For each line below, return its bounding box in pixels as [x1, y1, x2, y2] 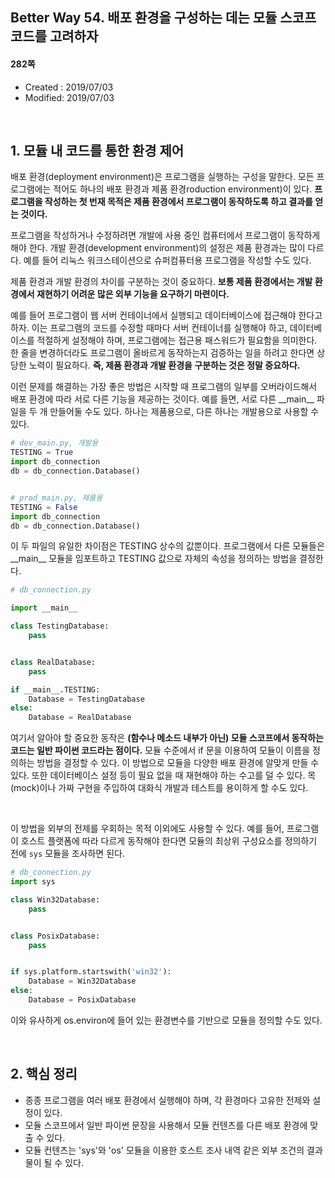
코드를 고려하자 [10, 28, 99, 45]
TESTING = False [10, 502, 78, 512]
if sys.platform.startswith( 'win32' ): [10, 967, 172, 977]
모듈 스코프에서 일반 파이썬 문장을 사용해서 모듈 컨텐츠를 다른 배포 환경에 [24, 1119, 308, 1131]
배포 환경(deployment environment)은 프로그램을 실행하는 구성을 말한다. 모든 [10, 171, 315, 183]
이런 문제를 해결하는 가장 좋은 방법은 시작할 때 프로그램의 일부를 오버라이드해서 [10, 381, 318, 393]
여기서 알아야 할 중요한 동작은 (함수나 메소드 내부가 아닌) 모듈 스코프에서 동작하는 [10, 732, 324, 744]
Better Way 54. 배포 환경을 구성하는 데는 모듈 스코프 [10, 9, 317, 27]
